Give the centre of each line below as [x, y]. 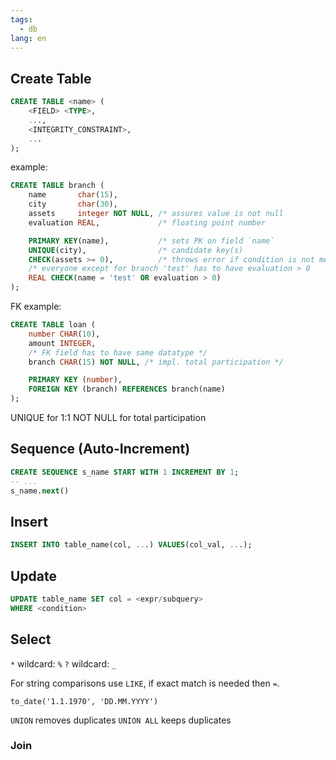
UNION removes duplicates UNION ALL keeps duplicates [121, 720]
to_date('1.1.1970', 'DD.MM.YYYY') [84, 701]
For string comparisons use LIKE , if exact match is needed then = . [145, 683]
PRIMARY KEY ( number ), [75, 380]
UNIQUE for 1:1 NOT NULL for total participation [108, 418]
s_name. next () [40, 491]
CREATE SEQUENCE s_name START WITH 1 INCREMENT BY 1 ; [125, 472]
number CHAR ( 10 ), [64, 334]
